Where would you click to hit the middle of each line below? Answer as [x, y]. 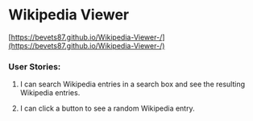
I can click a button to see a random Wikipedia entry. [107, 108]
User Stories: [35, 66]
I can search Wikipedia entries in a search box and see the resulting [133, 84]
